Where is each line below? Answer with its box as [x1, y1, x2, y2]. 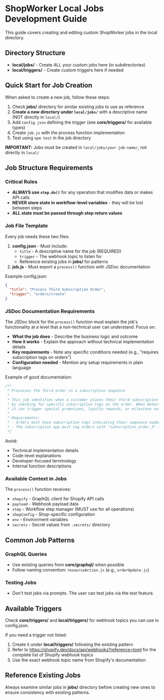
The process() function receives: [5, 486, 72, 492]
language [12, 365, 31, 371]
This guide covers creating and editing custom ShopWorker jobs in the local [5, 29, 158, 35]
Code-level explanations [12, 453, 61, 459]
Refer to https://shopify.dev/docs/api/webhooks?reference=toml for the [12, 647, 156, 653]
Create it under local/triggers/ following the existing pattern [12, 641, 133, 648]
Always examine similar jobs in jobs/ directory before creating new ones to [5, 684, 156, 690]
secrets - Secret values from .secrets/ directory [12, 522, 111, 528]
